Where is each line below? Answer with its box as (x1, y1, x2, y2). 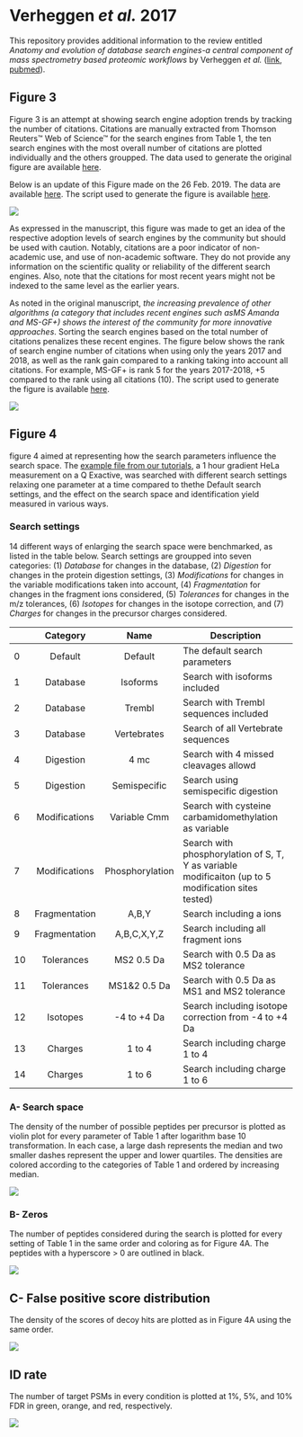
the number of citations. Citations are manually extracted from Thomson (9, 123, 277, 134)
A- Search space (9, 1101, 84, 1113)
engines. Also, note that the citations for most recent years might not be (9, 271, 276, 281)
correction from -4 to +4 (183, 1011, 288, 1023)
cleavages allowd (183, 759, 256, 772)
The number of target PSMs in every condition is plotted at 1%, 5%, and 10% (9, 1391, 293, 1402)
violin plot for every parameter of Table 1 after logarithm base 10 (9, 1130, 246, 1142)
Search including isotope (183, 999, 288, 1012)
